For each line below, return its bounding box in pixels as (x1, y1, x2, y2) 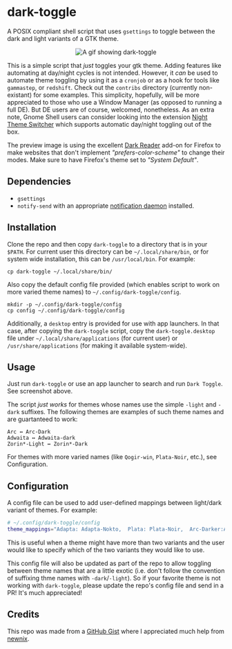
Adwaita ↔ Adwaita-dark (7, 434, 76, 442)
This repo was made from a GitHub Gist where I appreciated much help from (7, 627, 224, 635)
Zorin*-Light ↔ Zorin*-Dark (7, 441, 88, 447)
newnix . (7, 634, 30, 643)
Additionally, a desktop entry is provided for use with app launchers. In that (7, 319, 220, 328)
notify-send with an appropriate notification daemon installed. (17, 202, 195, 210)
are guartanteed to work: (7, 415, 78, 423)
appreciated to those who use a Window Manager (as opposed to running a (7, 98, 222, 106)
